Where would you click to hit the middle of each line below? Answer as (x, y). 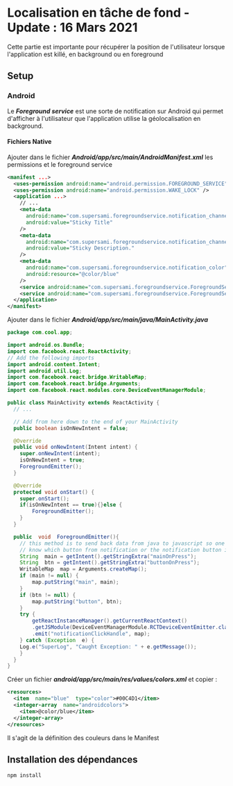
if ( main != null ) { (49, 576)
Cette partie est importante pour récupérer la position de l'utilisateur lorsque (116, 47)
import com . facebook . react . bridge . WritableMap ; (77, 377)
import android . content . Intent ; (54, 364)
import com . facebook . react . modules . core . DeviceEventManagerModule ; (107, 391)
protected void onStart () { (54, 492)
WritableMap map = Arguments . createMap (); (84, 569)
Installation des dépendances (72, 759)
